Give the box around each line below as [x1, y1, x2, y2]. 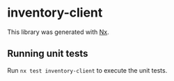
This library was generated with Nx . [7, 28, 109, 36]
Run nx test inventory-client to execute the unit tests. [7, 66, 168, 74]
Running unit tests [7, 48, 88, 60]
